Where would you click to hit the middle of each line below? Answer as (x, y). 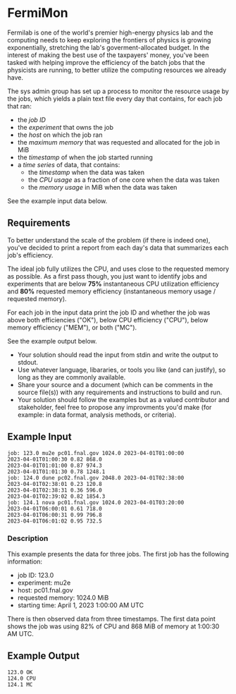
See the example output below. (52, 341)
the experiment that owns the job (66, 127)
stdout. (28, 362)
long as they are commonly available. (72, 377)
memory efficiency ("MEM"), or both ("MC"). (72, 327)
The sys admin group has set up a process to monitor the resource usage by (118, 91)
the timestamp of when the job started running (85, 157)
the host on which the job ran (60, 135)
